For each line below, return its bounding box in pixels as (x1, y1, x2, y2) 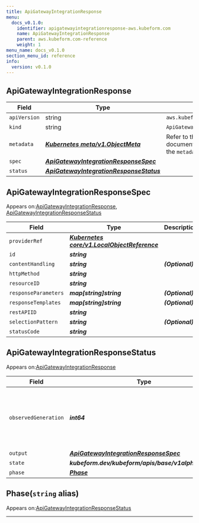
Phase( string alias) (6, 489, 79, 499)
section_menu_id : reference (6, 53, 76, 59)
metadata (9, 141, 34, 148)
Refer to (166, 133, 188, 141)
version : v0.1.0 (11, 64, 52, 70)
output (9, 449, 28, 457)
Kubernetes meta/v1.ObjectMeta (45, 140, 141, 148)
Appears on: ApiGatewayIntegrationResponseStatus (6, 504, 131, 511)
